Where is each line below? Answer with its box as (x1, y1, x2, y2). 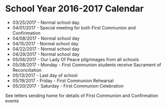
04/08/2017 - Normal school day (12, 35, 80, 41)
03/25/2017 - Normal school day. (12, 19, 81, 25)
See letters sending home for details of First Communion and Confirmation (5, 93, 159, 99)
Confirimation (12, 30, 41, 36)
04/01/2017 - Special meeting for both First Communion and (12, 24, 136, 30)
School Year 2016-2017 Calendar (5, 3, 144, 14)
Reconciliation (12, 67, 42, 73)
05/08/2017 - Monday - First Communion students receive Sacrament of (12, 62, 162, 68)
